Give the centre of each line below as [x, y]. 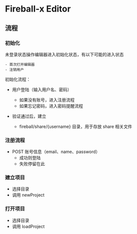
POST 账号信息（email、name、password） [56, 152]
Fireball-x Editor [38, 9]
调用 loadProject [28, 226]
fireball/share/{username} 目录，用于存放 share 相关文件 [76, 126]
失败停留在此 [32, 164]
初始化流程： [18, 79]
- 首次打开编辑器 [20, 64]
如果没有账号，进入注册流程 [47, 100]
